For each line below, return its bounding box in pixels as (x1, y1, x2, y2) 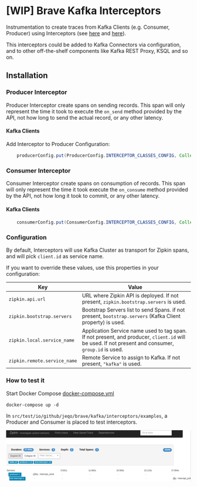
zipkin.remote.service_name (8, 358, 77, 364)
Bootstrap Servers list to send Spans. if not (81, 306, 185, 313)
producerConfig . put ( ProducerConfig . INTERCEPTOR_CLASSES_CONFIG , (16, 153, 177, 158)
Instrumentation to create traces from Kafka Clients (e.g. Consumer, (6, 23, 170, 31)
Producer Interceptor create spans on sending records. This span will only (6, 102, 185, 109)
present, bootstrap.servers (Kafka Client (81, 313, 181, 320)
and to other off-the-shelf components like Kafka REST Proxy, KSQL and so (6, 47, 188, 54)
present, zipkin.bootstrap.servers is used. (81, 298, 186, 306)
